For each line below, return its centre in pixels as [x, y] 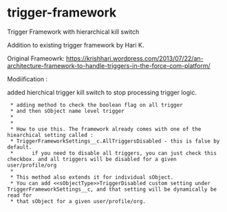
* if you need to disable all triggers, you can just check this [113, 153]
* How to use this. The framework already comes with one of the [106, 129]
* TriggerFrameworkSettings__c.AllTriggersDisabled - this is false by [115, 141]
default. [20, 147]
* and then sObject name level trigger [67, 111]
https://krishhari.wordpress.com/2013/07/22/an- [135, 58]
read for [20, 195]
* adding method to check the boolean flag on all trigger [97, 105]
